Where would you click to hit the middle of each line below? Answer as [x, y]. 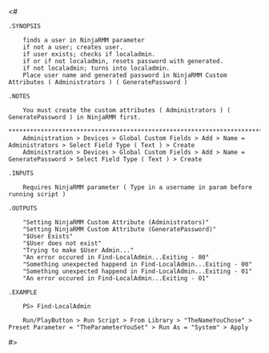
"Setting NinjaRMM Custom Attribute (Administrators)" [116, 223]
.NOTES [19, 96]
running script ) [37, 195]
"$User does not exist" [62, 243]
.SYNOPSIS [25, 26]
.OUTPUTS [23, 208]
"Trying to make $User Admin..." [78, 251]
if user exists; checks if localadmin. [89, 54]
